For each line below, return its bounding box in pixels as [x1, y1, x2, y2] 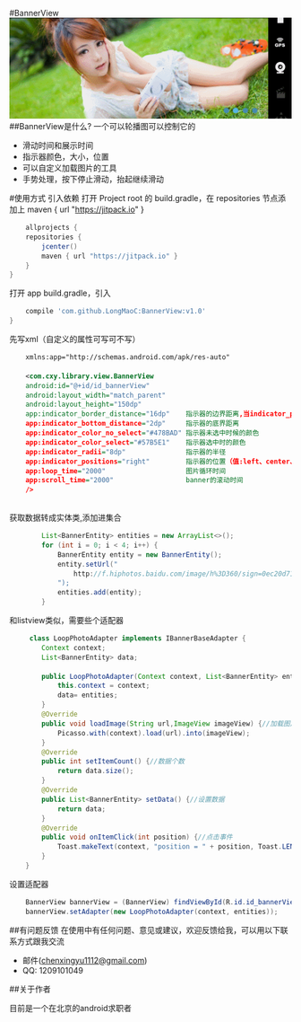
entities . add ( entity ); [56, 588, 142, 597]
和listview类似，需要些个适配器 [9, 615, 124, 626]
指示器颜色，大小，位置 [21, 152, 109, 163]
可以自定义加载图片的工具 [21, 163, 117, 173]
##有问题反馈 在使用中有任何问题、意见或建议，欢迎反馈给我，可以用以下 [9, 924, 280, 935]
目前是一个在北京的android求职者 [9, 1002, 133, 1013]
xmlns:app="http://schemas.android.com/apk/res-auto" [25, 353, 230, 362]
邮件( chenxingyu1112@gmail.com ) [21, 955, 148, 965]
